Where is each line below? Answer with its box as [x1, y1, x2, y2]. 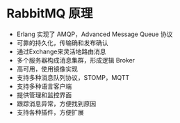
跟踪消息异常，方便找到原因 [16, 99, 97, 108]
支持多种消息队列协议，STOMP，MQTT [16, 73, 130, 81]
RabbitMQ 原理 [6, 6, 93, 22]
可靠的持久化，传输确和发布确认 [16, 38, 108, 47]
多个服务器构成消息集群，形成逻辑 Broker [16, 56, 136, 64]
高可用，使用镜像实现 [16, 65, 78, 73]
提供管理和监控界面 [16, 90, 72, 99]
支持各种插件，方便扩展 [16, 108, 84, 116]
